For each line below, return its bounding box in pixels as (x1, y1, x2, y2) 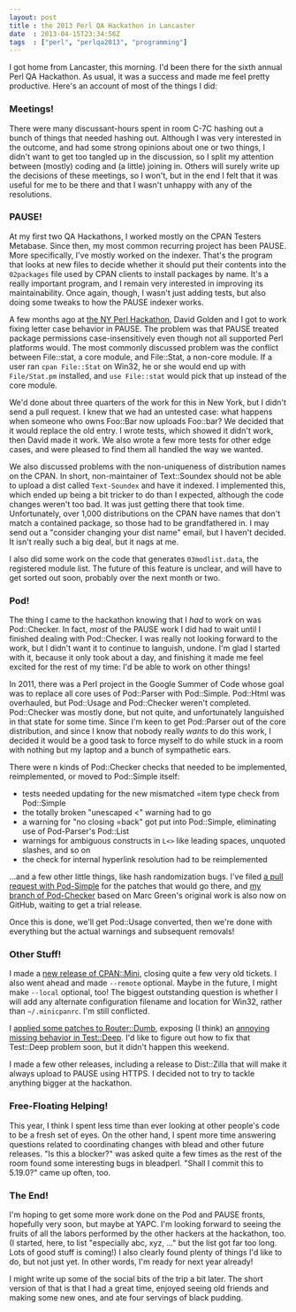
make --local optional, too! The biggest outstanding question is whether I (9, 987, 278, 998)
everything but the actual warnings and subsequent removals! (9, 926, 235, 937)
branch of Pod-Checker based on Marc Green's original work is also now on (9, 891, 287, 901)
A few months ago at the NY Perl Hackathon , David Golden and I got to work (9, 313, 287, 324)
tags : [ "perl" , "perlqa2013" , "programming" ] (9, 37, 188, 47)
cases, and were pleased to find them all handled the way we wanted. (9, 444, 263, 454)
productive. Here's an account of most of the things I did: (9, 81, 218, 91)
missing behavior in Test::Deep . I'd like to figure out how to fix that (9, 1032, 250, 1043)
